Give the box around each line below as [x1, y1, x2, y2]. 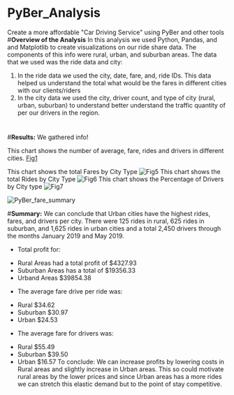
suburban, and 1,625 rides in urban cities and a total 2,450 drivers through [7, 224, 221, 233]
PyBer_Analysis [7, 5, 101, 21]
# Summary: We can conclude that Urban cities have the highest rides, [7, 210, 211, 218]
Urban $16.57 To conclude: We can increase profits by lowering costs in [17, 358, 225, 366]
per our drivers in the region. [17, 108, 100, 117]
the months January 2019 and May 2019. [7, 232, 124, 240]
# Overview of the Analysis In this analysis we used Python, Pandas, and [7, 35, 218, 43]
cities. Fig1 [7, 154, 38, 162]
